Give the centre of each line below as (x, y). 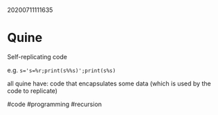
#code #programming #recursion (55, 104)
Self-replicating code (37, 56)
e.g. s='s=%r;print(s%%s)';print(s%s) (62, 70)
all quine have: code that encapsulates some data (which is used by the (109, 83)
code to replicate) (32, 91)
